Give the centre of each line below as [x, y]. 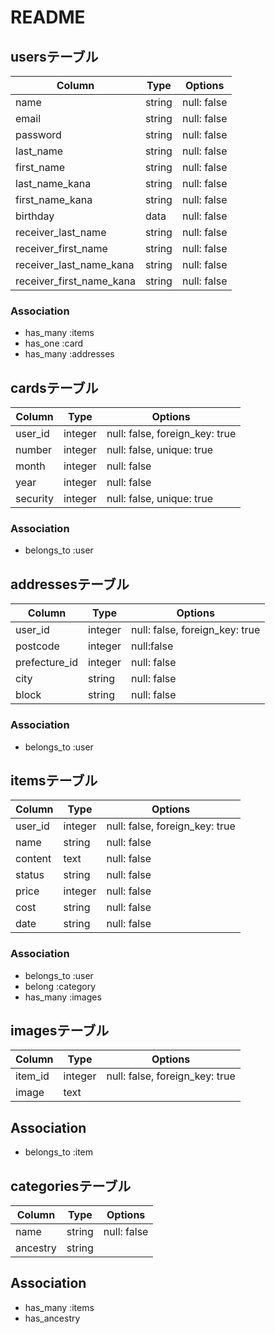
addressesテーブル [70, 584]
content [33, 859]
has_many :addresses [69, 354]
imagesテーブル [60, 1031]
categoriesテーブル [71, 1186]
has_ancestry [52, 1318]
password [38, 134]
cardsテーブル [54, 387]
